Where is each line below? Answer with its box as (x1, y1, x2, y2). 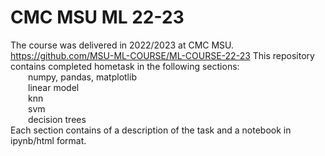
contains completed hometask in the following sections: (10, 60, 240, 72)
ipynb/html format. (10, 134, 87, 146)
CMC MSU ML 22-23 (10, 6, 185, 29)
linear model (28, 81, 80, 93)
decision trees (28, 113, 87, 125)
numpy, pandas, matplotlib (28, 71, 137, 83)
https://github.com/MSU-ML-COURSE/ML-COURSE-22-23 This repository (10, 49, 315, 61)
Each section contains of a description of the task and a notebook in (10, 124, 292, 136)
